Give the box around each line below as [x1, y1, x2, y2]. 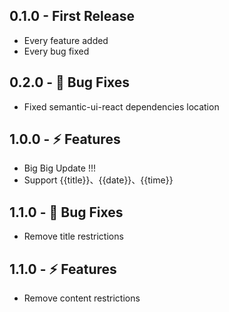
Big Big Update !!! [23, 162, 96, 174]
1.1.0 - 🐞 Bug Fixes [9, 204, 124, 221]
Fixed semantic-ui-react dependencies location [23, 100, 220, 113]
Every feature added [23, 34, 109, 46]
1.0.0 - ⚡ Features [9, 131, 121, 148]
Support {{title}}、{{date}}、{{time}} [23, 174, 174, 186]
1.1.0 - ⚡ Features [9, 260, 117, 278]
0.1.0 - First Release [9, 8, 135, 25]
